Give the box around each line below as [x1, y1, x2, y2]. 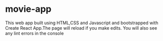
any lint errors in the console [5, 30, 64, 36]
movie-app [5, 3, 51, 15]
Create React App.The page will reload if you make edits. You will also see [5, 25, 158, 31]
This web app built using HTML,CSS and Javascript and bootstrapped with [5, 20, 159, 26]
